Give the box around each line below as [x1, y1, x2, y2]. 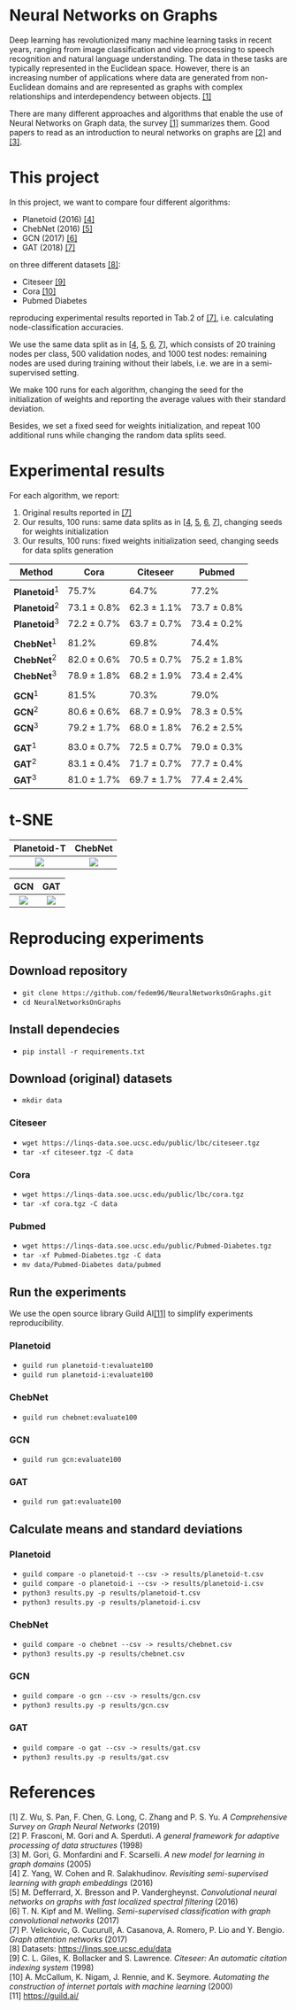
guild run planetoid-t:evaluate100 [21, 1361, 154, 1371]
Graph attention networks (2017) [9, 1934, 128, 1944]
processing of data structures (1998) [9, 1839, 143, 1851]
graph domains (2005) [9, 1859, 92, 1869]
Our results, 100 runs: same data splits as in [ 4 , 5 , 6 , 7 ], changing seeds [21, 516, 283, 527]
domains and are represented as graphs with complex [47, 81, 243, 92]
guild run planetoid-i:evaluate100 [21, 1371, 154, 1380]
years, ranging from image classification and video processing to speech [9, 43, 275, 54]
